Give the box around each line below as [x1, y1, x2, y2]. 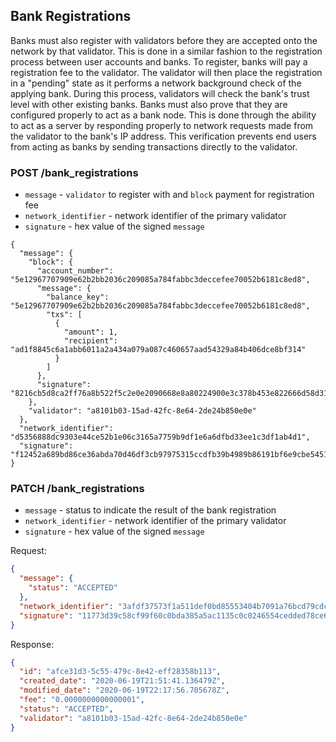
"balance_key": [46, 292, 110, 303]
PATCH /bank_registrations [10, 482, 145, 496]
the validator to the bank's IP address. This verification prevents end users [10, 130, 317, 142]
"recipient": [63, 336, 118, 346]
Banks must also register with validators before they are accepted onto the [10, 34, 318, 46]
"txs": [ [46, 310, 83, 320]
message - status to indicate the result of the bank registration [24, 504, 277, 516]
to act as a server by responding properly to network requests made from [10, 119, 314, 131]
